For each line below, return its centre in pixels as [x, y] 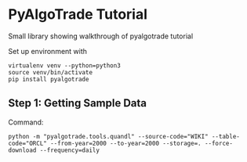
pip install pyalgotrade [49, 79]
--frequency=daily [70, 150]
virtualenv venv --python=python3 [65, 65]
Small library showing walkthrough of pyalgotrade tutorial [101, 36]
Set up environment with [48, 51]
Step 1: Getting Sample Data [78, 103]
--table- [226, 136]
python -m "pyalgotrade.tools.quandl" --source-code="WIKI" [109, 136]
